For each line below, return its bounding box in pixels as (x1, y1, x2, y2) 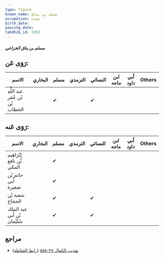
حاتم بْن (7, 172, 23, 179)
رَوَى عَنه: (5, 122, 29, 131)
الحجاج (7, 198, 22, 205)
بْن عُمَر (7, 94, 23, 100)
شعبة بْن (7, 192, 25, 198)
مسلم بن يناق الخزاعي (5, 45, 45, 51)
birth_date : (5, 20, 29, 26)
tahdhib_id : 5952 (5, 30, 41, 35)
